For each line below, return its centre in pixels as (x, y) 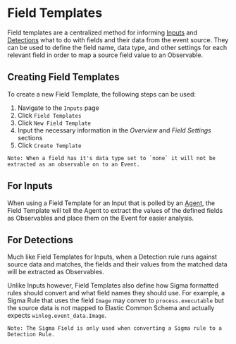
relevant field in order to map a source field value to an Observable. (105, 55)
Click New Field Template (54, 123)
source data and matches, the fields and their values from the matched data (117, 264)
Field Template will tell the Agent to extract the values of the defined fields (115, 210)
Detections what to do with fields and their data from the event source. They (118, 39)
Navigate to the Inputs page (58, 108)
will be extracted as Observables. (56, 272)
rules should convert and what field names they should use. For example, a (116, 293)
